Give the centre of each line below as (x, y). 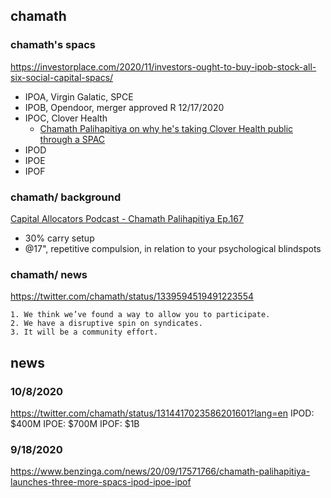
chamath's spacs (53, 45)
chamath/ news (49, 274)
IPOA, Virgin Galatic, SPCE (79, 96)
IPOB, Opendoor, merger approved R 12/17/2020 (124, 107)
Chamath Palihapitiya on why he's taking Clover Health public (166, 128)
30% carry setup (59, 238)
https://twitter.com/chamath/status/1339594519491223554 (132, 296)
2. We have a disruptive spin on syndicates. (106, 324)
